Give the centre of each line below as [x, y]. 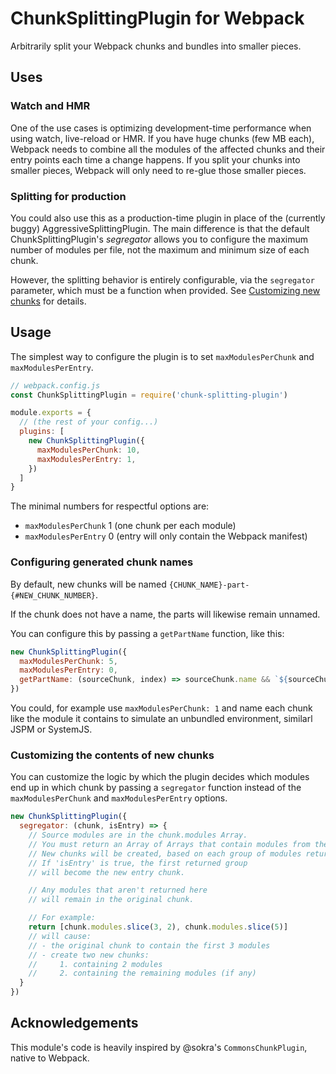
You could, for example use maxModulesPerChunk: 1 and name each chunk [161, 708]
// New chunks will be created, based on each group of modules [165, 853]
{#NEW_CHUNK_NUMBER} [53, 595]
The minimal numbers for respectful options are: [110, 506]
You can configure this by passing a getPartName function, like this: [147, 633]
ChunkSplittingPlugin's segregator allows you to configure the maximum [159, 239]
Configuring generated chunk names [102, 562]
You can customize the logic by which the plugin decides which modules [160, 777]
